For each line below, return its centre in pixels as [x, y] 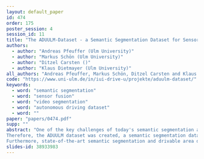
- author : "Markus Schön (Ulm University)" [67, 57]
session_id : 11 [25, 34]
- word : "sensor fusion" [43, 96]
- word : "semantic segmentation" [54, 91]
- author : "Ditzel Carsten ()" [51, 62]
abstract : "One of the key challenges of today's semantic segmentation [100, 130]
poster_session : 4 [29, 29]
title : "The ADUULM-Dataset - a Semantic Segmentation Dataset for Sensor [103, 40]
